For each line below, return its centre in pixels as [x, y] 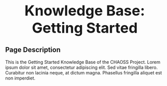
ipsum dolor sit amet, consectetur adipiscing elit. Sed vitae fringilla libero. [81, 67]
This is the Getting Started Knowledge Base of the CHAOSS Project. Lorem [83, 62]
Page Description [33, 50]
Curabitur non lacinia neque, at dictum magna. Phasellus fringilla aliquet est [84, 72]
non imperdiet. [20, 78]
